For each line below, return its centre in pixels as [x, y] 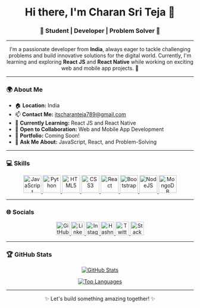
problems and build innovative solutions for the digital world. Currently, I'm [100, 55]
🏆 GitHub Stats [29, 254]
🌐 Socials [20, 212]
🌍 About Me [24, 90]
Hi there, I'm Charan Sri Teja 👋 [100, 12]
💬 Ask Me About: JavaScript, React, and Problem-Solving [86, 142]
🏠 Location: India [37, 105]
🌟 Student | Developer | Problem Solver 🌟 [100, 31]
